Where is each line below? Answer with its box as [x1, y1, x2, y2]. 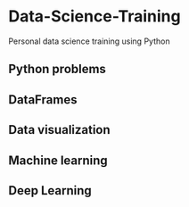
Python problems [8, 62, 106, 77]
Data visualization [8, 122, 111, 137]
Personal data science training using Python [8, 36, 170, 46]
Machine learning [8, 153, 108, 168]
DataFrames [8, 92, 78, 107]
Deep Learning [8, 183, 92, 198]
